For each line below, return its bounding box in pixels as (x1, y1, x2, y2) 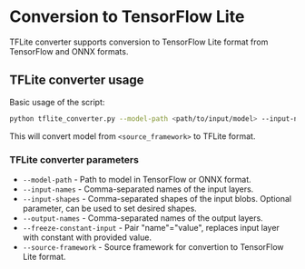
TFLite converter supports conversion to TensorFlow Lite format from (9, 36, 269, 47)
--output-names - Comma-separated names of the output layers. (22, 212, 263, 224)
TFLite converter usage (9, 73, 144, 88)
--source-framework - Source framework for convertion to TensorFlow (22, 241, 284, 252)
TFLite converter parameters (9, 153, 139, 165)
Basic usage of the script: (9, 96, 105, 107)
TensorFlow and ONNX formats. (9, 45, 129, 56)
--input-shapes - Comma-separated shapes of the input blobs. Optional (22, 193, 292, 204)
